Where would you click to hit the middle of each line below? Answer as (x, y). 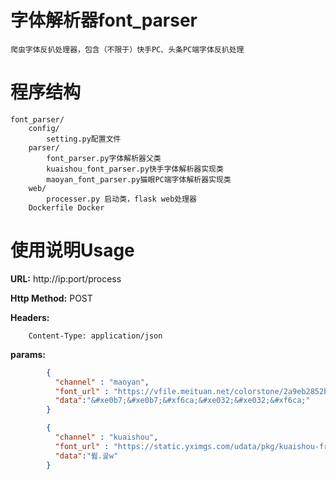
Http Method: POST (51, 298)
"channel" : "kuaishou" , (106, 437)
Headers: (30, 317)
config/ (44, 128)
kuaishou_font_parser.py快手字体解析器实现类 (135, 169)
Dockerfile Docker (66, 207)
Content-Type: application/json (95, 336)
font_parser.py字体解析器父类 (104, 158)
